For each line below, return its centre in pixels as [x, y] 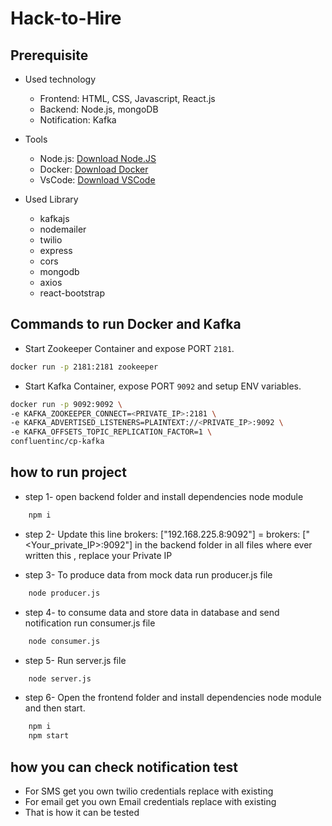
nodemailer [63, 229]
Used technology [60, 79]
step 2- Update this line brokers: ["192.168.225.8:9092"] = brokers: [162, 534]
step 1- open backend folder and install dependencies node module [164, 496]
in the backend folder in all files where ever [223, 544]
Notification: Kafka [78, 120]
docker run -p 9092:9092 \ [66, 404]
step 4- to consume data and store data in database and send [152, 612]
